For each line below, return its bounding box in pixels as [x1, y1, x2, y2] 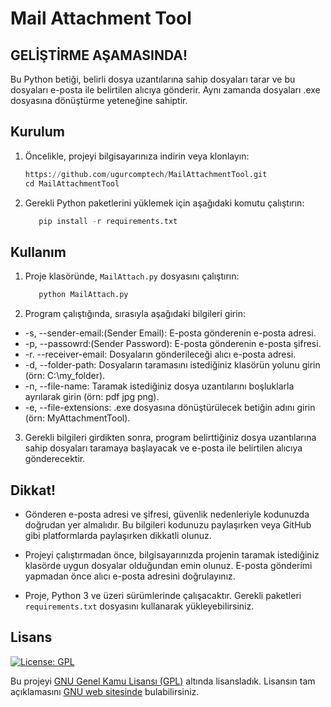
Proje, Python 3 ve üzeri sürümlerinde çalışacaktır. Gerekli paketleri [24, 589, 302, 601]
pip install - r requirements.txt [38, 216, 178, 226]
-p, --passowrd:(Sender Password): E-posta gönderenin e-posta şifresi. [24, 338, 322, 350]
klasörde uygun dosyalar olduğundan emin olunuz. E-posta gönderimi [24, 559, 313, 571]
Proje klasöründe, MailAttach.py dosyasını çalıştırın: [24, 270, 240, 282]
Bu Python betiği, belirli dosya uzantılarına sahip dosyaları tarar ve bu [10, 73, 296, 85]
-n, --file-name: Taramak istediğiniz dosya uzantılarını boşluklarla [24, 380, 295, 392]
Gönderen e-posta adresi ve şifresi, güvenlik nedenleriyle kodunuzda [24, 508, 310, 520]
